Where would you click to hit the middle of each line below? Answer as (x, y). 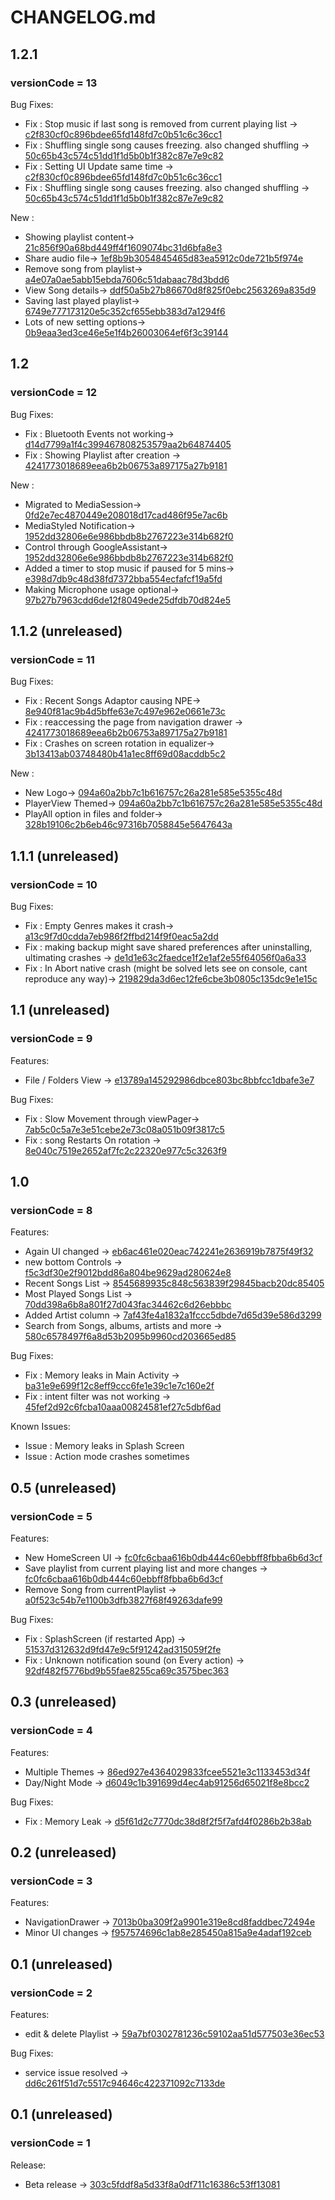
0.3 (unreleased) (63, 1702)
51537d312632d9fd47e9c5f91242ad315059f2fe (123, 1649)
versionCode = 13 (54, 83)
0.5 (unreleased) (63, 1487)
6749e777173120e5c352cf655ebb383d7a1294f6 (125, 311)
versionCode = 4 (51, 1731)
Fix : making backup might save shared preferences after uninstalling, (168, 947)
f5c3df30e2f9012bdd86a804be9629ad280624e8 (128, 1273)
